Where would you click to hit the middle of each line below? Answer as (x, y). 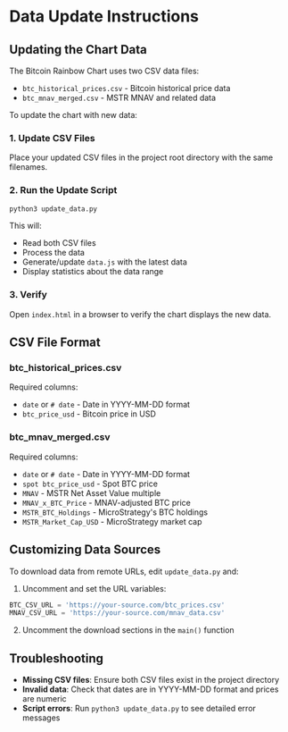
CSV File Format (55, 343)
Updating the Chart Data (78, 50)
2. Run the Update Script (63, 190)
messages (41, 718)
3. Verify (28, 295)
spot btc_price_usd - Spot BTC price (90, 484)
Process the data (53, 253)
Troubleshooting (57, 658)
